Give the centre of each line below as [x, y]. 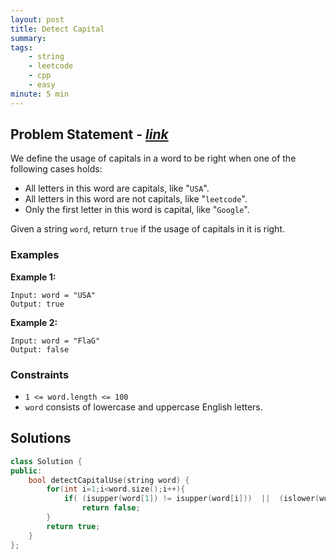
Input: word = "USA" [53, 295]
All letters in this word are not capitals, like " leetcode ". [136, 199]
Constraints [40, 374]
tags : [21, 47]
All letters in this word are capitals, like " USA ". [117, 188]
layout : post [37, 19]
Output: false [40, 349]
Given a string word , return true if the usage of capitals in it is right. [148, 229]
